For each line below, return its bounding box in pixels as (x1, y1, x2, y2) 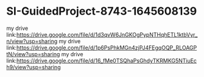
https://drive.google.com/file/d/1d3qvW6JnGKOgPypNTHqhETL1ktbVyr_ (16, 31, 198, 38)
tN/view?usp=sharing (6, 50, 60, 57)
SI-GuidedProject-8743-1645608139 (6, 4, 197, 18)
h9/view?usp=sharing (6, 63, 61, 71)
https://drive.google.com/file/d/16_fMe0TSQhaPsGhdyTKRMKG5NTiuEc (16, 57, 197, 64)
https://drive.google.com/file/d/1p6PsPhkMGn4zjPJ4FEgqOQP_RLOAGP (16, 44, 197, 51)
